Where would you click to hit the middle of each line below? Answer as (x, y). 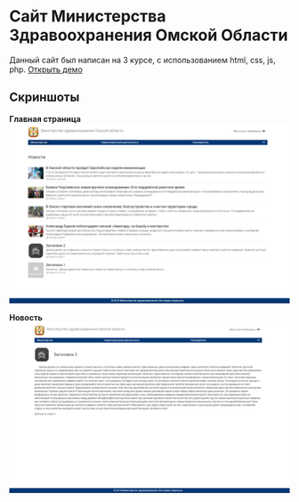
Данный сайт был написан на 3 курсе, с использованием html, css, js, (142, 60)
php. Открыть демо (46, 69)
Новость (26, 317)
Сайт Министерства (88, 16)
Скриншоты (44, 97)
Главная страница (45, 118)
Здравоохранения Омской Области (149, 35)
